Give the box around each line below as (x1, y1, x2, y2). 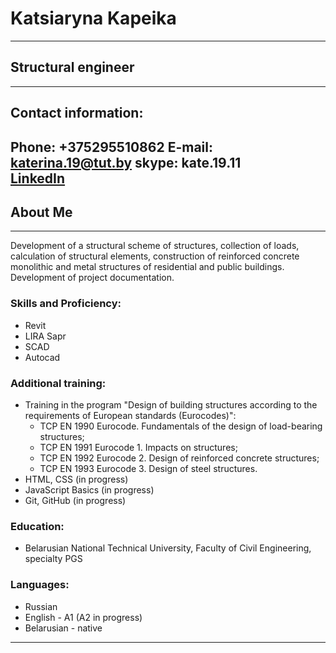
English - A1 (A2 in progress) (24, 611, 143, 623)
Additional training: (10, 376, 107, 390)
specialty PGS (24, 553, 83, 565)
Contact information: (10, 105, 144, 122)
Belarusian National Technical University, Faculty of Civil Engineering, (24, 542, 312, 554)
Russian (24, 600, 58, 612)
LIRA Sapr (24, 330, 67, 342)
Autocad (24, 351, 61, 363)
